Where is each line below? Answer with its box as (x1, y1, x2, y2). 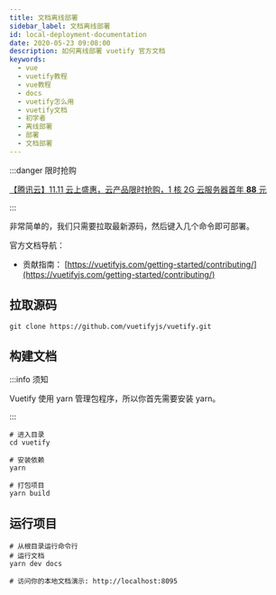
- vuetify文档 (17, 105, 68, 114)
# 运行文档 (9, 552, 45, 561)
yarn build (9, 489, 51, 499)
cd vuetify (9, 438, 51, 447)
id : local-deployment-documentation (9, 30, 147, 39)
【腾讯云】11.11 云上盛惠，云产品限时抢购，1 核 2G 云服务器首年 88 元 (9, 184, 268, 195)
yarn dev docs (9, 560, 63, 569)
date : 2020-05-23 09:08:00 (9, 38, 111, 48)
